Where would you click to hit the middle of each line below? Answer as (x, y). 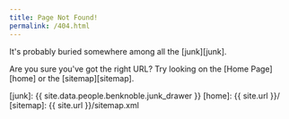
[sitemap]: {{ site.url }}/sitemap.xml (74, 105)
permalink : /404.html (50, 26)
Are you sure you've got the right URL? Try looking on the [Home (129, 69)
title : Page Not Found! (54, 17)
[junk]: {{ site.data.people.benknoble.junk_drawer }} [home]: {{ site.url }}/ (144, 96)
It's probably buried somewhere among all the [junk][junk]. (118, 51)
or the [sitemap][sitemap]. (86, 78)
